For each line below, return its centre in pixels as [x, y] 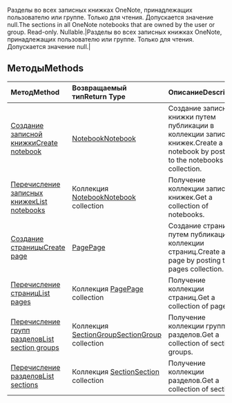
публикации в [191, 125]
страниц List [30, 293]
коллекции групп [197, 326]
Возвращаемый [99, 88]
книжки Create [34, 142]
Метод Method [35, 92]
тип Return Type [99, 96]
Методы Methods [46, 68]
